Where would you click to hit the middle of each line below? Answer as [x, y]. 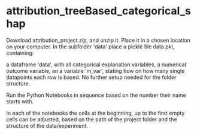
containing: [20, 53]
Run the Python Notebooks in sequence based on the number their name [96, 95]
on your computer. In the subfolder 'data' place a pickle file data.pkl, [90, 47]
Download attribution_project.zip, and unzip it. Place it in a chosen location [98, 40]
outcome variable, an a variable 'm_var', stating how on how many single [96, 70]
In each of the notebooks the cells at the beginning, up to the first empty [96, 113]
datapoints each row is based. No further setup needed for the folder [91, 77]
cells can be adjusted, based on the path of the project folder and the [92, 119]
